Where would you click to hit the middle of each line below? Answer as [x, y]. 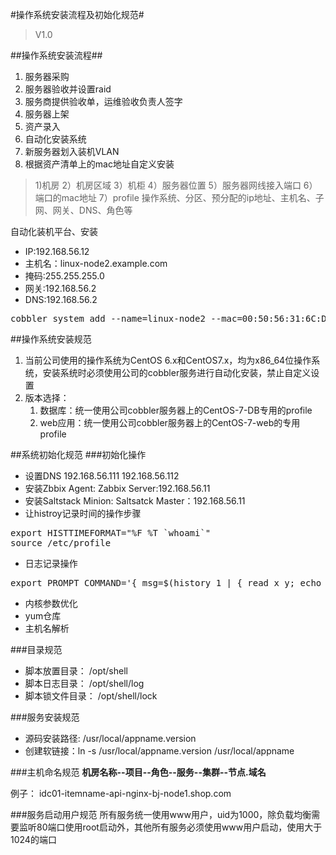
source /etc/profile [61, 543]
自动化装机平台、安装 [54, 231]
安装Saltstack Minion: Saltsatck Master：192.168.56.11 [135, 501]
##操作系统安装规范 [51, 339]
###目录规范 [36, 649]
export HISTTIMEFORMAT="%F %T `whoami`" [111, 533]
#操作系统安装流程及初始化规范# [77, 14]
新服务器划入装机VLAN [72, 151]
